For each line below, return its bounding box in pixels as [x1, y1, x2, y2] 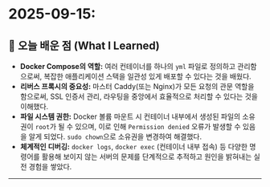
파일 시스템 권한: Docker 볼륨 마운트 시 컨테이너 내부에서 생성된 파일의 [19, 112, 241, 121]
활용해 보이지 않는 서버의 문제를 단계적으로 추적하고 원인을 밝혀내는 [41, 152, 252, 161]
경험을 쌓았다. [28, 162, 72, 171]
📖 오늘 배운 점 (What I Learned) [8, 39, 161, 52]
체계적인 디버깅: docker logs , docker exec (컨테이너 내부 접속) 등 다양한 [19, 142, 247, 151]
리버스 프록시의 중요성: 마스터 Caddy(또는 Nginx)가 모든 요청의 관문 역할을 [19, 82, 255, 91]
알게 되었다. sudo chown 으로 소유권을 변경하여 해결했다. [28, 132, 202, 141]
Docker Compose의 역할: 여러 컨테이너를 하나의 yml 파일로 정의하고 [19, 62, 235, 71]
